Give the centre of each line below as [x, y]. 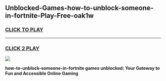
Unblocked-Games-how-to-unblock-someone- [80, 8]
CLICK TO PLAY [24, 30]
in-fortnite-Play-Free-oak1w [49, 16]
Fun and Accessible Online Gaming [42, 73]
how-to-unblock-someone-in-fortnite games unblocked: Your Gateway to [83, 68]
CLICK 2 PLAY [22, 48]
